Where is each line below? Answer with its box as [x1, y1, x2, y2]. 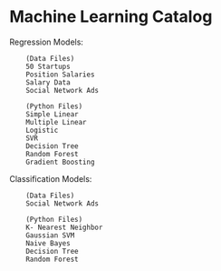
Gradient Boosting [25, 157, 95, 166]
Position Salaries [25, 70, 95, 79]
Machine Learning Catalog [9, 6, 213, 27]
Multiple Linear [25, 117, 88, 126]
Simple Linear [25, 109, 79, 119]
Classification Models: [9, 173, 92, 184]
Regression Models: [9, 36, 84, 47]
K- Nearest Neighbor [25, 223, 103, 232]
